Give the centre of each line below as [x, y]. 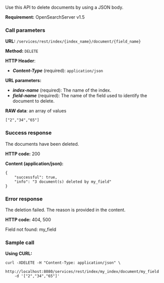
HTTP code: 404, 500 [28, 219]
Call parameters [25, 30]
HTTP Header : [20, 61]
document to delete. [33, 101]
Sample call [20, 242]
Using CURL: [19, 254]
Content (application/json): [34, 164]
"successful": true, [36, 177]
